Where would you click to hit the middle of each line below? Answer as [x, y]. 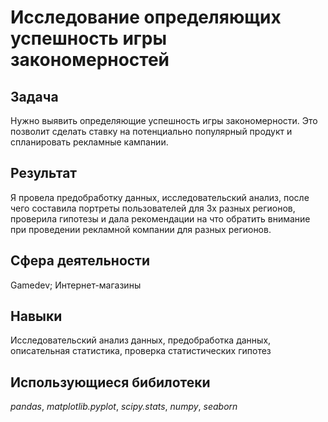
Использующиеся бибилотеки [110, 382]
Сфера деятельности [80, 261]
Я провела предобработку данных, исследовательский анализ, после [160, 197]
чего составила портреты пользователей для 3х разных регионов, [153, 208]
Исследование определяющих [146, 17]
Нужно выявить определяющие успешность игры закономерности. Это [164, 120]
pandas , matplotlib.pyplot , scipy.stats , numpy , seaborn [124, 407]
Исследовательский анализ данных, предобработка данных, [141, 340]
